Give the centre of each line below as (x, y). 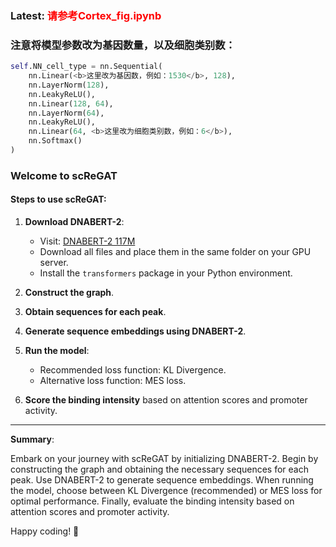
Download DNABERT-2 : (74, 222)
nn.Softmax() (55, 141)
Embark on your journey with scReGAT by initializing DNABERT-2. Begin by (164, 459)
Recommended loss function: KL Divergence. (133, 370)
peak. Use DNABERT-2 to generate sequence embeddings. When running (162, 480)
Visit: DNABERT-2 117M (87, 241)
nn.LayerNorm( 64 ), (66, 113)
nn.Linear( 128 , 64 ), (71, 103)
